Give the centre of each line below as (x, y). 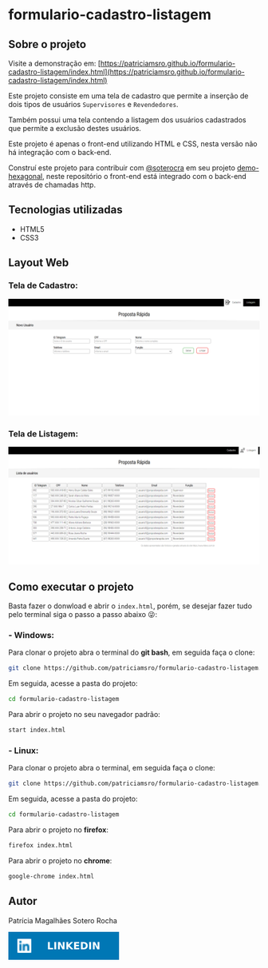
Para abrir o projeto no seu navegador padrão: (85, 715)
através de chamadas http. (52, 185)
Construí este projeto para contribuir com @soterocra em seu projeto (122, 168)
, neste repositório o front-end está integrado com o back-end (145, 176)
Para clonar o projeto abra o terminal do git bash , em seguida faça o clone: (132, 652)
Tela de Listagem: (43, 433)
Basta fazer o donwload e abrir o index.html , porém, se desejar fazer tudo (130, 606)
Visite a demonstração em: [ (55, 63)
